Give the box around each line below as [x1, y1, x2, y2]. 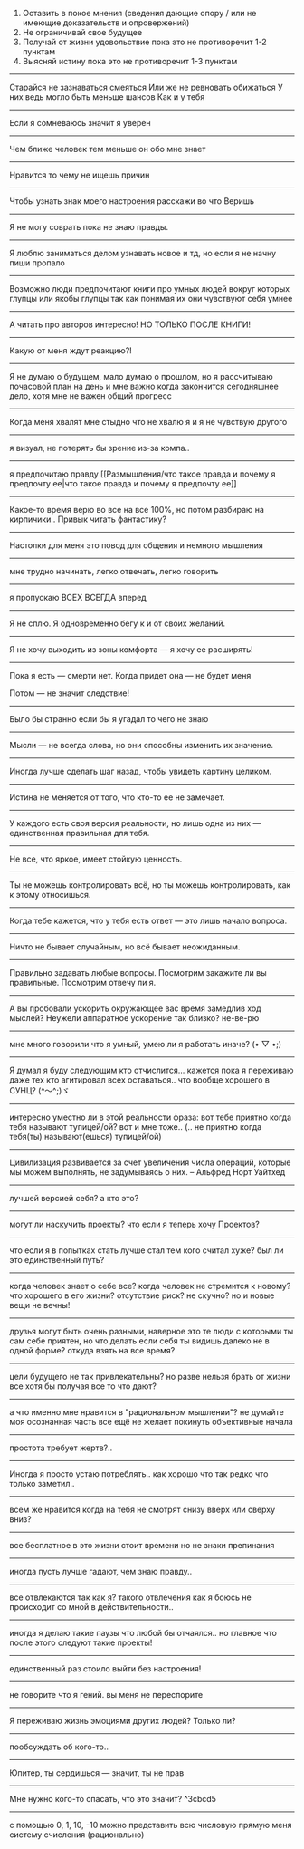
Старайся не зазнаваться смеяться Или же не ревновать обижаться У [9, 82, 283, 92]
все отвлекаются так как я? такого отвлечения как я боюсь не [9, 1592, 252, 1603]
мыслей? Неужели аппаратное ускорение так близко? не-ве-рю [9, 1013, 260, 1023]
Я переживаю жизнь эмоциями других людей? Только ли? [9, 1716, 236, 1726]
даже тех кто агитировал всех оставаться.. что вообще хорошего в [9, 1074, 270, 1085]
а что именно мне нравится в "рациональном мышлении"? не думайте [9, 1407, 285, 1417]
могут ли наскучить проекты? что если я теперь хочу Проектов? [9, 1218, 260, 1229]
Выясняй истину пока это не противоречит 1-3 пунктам [22, 56, 238, 66]
